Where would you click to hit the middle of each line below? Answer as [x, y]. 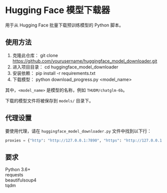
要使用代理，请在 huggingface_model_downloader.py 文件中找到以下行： [78, 131]
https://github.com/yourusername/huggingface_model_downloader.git [85, 61]
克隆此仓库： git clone [35, 55]
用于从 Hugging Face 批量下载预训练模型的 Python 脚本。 [64, 25]
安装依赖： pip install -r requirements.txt [54, 73]
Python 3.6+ [18, 169]
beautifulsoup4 [21, 180]
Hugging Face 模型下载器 [58, 10]
